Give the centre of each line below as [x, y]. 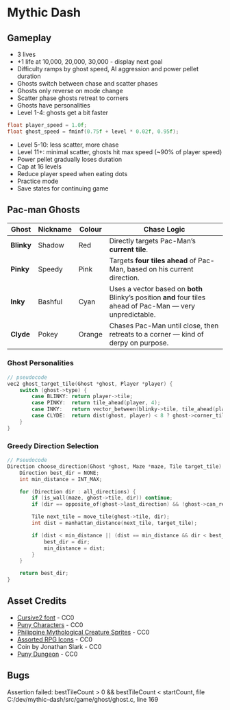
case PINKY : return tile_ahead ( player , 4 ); [96, 403]
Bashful [50, 302]
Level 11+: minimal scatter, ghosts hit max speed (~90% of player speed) [119, 151]
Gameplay [29, 38]
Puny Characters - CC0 [50, 624]
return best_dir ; [44, 574]
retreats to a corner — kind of [156, 334]
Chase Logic [164, 229]
